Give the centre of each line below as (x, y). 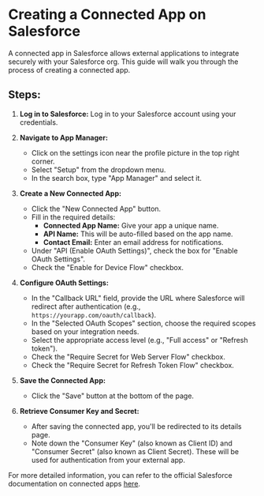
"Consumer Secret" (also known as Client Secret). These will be (135, 451)
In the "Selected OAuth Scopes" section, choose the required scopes (143, 323)
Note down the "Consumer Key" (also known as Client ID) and (132, 443)
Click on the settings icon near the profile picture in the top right (135, 152)
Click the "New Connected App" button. (96, 209)
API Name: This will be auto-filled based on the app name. (138, 234)
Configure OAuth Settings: (64, 283)
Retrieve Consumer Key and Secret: (79, 411)
